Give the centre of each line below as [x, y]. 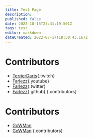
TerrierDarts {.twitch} [34, 75]
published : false [23, 19]
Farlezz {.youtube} [31, 81]
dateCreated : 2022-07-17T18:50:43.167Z [46, 38]
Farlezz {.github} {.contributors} [45, 91]
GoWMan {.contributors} [38, 131]
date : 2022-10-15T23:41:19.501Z [39, 24]
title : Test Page [23, 10]
